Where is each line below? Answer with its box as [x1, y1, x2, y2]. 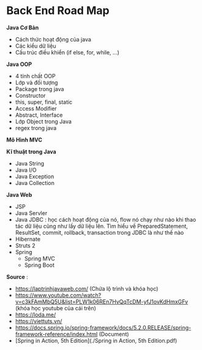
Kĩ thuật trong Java [6, 148, 56, 155]
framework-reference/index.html [15, 330, 98, 338]
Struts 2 [15, 242, 36, 249]
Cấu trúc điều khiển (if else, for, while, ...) [15, 48, 119, 56]
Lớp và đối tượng [15, 79, 58, 86]
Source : [6, 273, 29, 280]
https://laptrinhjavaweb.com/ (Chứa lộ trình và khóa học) [15, 285, 159, 292]
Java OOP [6, 60, 32, 68]
